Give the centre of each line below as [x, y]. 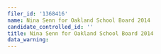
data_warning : [28, 40]
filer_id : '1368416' [38, 14]
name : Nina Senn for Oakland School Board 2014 [79, 20]
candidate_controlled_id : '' [50, 27]
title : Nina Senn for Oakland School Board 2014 [80, 33]
